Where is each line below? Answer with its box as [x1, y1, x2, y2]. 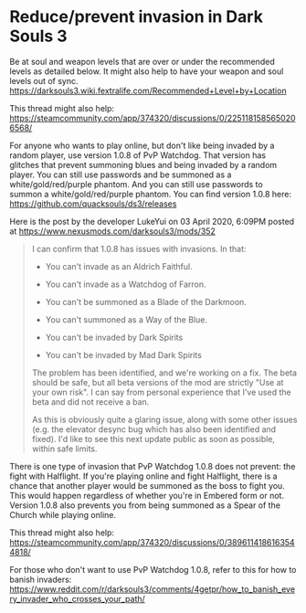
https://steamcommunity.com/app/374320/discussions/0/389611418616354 [9, 536, 295, 547]
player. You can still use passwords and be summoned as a [9, 169, 232, 180]
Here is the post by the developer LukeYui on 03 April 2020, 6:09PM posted [9, 216, 295, 227]
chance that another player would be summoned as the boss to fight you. [9, 480, 285, 491]
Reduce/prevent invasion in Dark [9, 6, 263, 27]
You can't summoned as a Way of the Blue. [45, 313, 208, 325]
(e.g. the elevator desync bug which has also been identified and [31, 423, 277, 435]
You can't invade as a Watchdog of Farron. [45, 279, 207, 290]
